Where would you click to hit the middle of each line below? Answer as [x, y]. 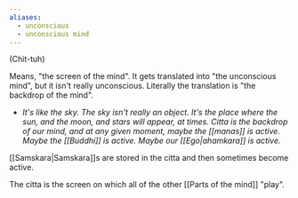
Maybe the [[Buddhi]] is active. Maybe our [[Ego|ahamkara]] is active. [152, 141]
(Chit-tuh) [27, 59]
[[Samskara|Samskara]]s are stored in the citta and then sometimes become [149, 158]
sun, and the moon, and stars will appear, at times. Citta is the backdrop [155, 122]
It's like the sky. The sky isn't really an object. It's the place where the [150, 113]
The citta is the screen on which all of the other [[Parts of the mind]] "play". [147, 185]
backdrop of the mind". [51, 95]
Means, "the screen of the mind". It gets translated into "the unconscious [143, 76]
